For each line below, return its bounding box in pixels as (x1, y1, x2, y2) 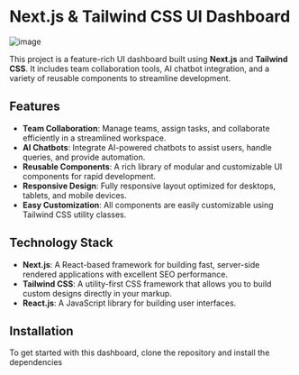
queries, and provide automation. (22, 151, 146, 162)
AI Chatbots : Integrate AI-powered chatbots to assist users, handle (22, 142, 272, 152)
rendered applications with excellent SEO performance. (22, 269, 228, 279)
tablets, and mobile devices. (22, 189, 128, 200)
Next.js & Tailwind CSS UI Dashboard (9, 6, 291, 27)
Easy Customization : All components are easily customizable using (22, 199, 274, 210)
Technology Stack (9, 235, 113, 251)
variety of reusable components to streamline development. (9, 72, 231, 83)
